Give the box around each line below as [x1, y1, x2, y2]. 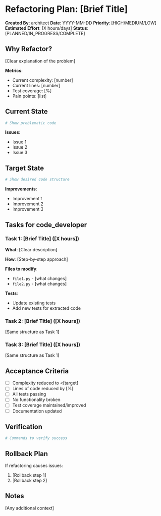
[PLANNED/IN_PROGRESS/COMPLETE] [5, 30, 85, 36]
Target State [5, 164, 44, 172]
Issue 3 [12, 150, 28, 156]
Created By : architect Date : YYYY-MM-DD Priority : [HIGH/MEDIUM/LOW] [5, 20, 157, 26]
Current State [5, 108, 48, 116]
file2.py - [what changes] [12, 281, 67, 287]
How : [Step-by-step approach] [5, 256, 68, 262]
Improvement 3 [12, 206, 44, 212]
